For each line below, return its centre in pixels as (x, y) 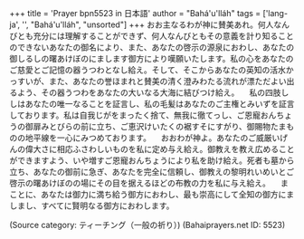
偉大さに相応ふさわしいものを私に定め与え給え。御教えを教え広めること (160, 149)
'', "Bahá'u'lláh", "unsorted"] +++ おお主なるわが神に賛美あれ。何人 (148, 24)
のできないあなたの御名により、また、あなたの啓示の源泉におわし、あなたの (152, 47)
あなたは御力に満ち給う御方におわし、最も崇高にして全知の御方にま (167, 194)
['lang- (275, 13)
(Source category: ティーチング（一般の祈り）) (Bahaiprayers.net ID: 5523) (147, 225)
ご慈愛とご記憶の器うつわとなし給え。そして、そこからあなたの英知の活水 (148, 70)
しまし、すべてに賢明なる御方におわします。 (92, 206)
